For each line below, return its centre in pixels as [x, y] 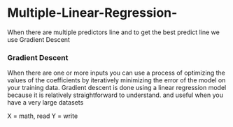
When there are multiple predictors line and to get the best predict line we [114, 32]
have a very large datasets [45, 103]
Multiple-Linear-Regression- [92, 13]
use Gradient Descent [38, 39]
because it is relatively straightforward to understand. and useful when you [115, 95]
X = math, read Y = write [43, 116]
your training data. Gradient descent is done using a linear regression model [117, 88]
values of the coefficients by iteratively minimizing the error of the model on [116, 80]
